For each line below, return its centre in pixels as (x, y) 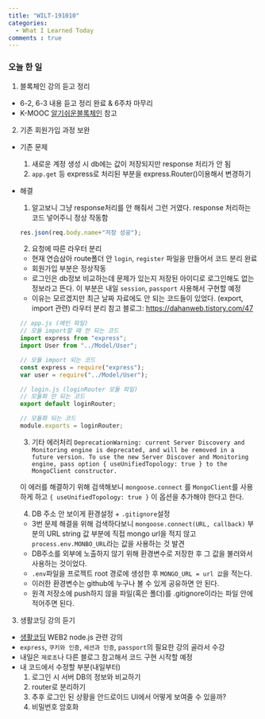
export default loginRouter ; (68, 404)
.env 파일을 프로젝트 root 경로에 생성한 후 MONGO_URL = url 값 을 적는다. (142, 573)
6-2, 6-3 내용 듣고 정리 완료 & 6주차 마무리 (86, 103)
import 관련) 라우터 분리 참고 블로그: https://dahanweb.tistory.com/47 (142, 308)
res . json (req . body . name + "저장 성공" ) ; (81, 233)
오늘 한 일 (25, 67)
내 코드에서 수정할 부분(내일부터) (70, 666)
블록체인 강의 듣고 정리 (55, 86)
